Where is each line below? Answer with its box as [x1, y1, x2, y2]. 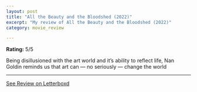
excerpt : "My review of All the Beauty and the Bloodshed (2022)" [6, 19, 172, 25]
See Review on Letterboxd [6, 80, 70, 87]
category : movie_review [6, 24, 64, 31]
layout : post [6, 8, 38, 15]
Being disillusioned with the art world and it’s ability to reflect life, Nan [6, 57, 175, 64]
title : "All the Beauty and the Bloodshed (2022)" [6, 14, 133, 20]
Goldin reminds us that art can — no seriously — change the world [6, 63, 167, 70]
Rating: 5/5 [6, 46, 34, 53]
